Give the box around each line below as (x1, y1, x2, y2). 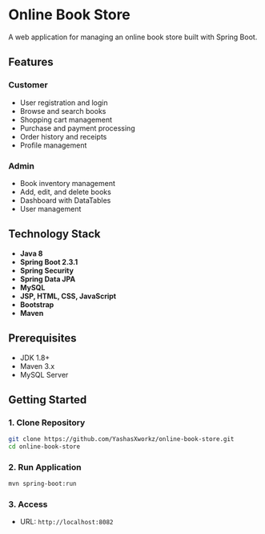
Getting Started (8, 393, 87, 407)
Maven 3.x (19, 361, 55, 370)
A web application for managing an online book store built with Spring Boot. (8, 32, 258, 42)
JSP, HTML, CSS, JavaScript (19, 291, 117, 301)
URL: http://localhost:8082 (19, 517, 114, 527)
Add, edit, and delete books (19, 187, 112, 196)
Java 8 (19, 249, 43, 258)
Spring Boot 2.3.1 (19, 257, 78, 266)
